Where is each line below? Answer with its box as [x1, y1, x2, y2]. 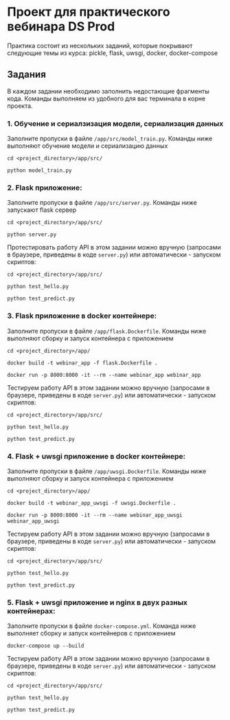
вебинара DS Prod [7, 19, 115, 34]
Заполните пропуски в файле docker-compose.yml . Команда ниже [7, 622, 196, 630]
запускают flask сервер [7, 206, 77, 214]
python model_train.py [7, 167, 72, 174]
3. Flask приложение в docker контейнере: [7, 311, 157, 320]
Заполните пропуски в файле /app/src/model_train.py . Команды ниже [7, 135, 213, 143]
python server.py [7, 231, 57, 238]
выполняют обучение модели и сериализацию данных [7, 142, 168, 150]
